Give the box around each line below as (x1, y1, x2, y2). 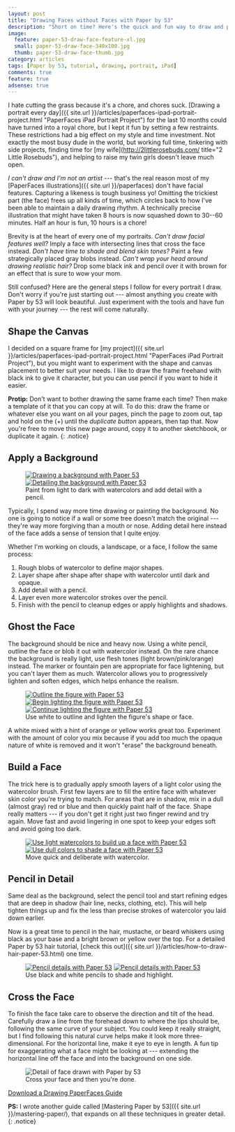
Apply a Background (8, 452, 98, 464)
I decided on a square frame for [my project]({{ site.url (8, 344, 165, 353)
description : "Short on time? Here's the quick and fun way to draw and (8, 23, 224, 30)
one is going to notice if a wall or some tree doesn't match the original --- (8, 514, 219, 522)
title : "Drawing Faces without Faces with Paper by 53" (8, 17, 174, 24)
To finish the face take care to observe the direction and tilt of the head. (8, 1010, 215, 1018)
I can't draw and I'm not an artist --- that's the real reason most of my (8, 174, 210, 183)
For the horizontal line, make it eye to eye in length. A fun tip (45, 1040, 219, 1048)
